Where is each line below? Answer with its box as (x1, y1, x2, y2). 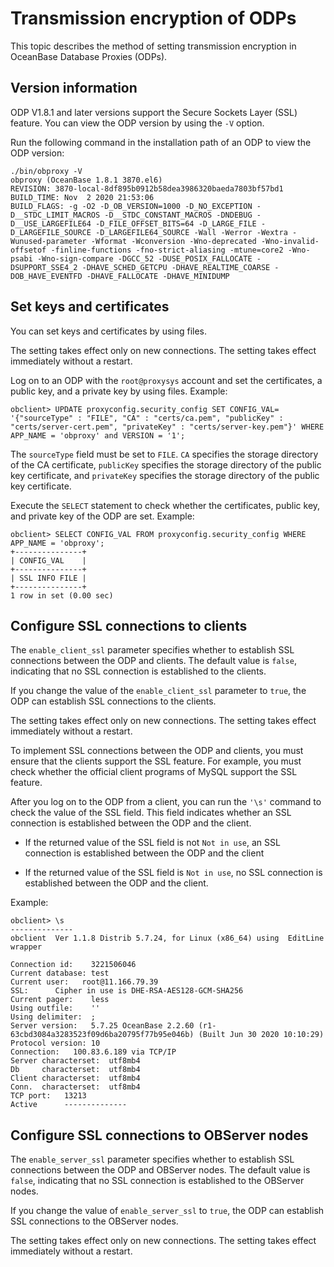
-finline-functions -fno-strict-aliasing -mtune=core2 (50, 245, 284, 255)
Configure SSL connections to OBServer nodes (10, 1127, 309, 1144)
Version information (10, 80, 138, 97)
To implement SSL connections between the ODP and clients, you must (10, 745, 304, 757)
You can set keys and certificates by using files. (10, 325, 208, 337)
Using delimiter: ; (10, 1012, 97, 1022)
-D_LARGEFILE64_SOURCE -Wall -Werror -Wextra (95, 227, 288, 237)
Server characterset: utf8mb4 (10, 1056, 141, 1066)
